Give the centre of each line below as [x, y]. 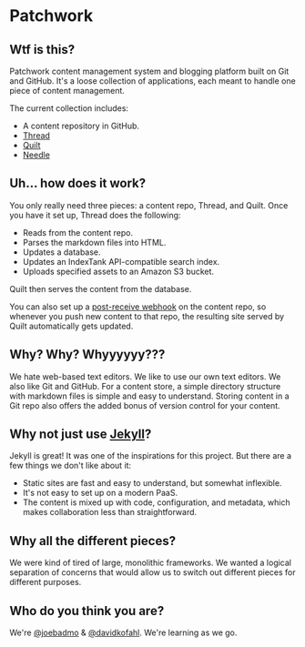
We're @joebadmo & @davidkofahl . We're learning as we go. [123, 632]
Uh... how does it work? [78, 183]
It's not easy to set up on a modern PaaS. [100, 493]
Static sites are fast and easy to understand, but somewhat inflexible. [152, 483]
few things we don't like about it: [71, 466]
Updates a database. [62, 252]
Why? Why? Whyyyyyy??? [87, 354]
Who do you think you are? [87, 611]
